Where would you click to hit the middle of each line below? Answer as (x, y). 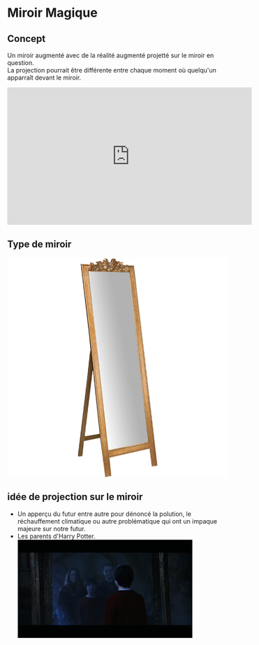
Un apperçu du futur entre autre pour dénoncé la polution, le (104, 514)
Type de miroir (39, 245)
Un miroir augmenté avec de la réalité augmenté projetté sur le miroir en (111, 55)
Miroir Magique (52, 13)
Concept (27, 39)
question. (21, 63)
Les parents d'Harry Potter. (56, 536)
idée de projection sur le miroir (75, 497)
